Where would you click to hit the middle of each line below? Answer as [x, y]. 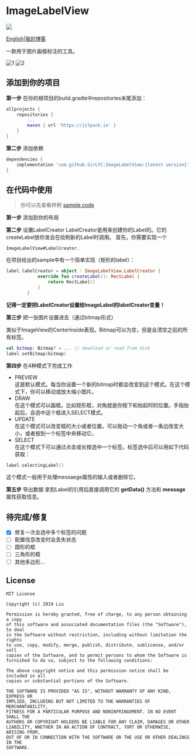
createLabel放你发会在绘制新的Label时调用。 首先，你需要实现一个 [87, 237]
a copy [14, 620]
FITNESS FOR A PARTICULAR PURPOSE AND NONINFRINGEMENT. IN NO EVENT [91, 712]
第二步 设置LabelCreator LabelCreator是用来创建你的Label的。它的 [86, 230]
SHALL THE [18, 717]
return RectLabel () [71, 282]
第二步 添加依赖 [25, 148]
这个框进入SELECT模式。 [76, 412]
